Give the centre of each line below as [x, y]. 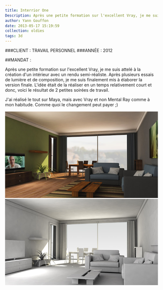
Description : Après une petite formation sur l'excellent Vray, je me [78, 15]
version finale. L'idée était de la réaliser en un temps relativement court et [78, 85]
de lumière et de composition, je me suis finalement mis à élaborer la [74, 80]
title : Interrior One [27, 10]
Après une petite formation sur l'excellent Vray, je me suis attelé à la [73, 69]
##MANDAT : [18, 60]
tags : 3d [14, 36]
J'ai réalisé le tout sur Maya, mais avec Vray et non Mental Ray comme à [78, 99]
